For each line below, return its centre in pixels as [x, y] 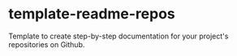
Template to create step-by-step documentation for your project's [118, 36]
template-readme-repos [92, 14]
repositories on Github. [47, 44]
